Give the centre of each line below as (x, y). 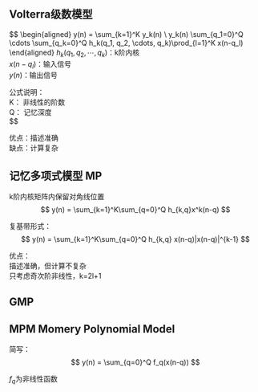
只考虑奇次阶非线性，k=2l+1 (55, 276)
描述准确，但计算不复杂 (48, 266)
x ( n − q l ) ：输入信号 (40, 65)
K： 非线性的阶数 (37, 102)
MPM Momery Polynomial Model (92, 329)
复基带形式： (30, 227)
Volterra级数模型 (51, 14)
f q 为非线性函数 (34, 380)
